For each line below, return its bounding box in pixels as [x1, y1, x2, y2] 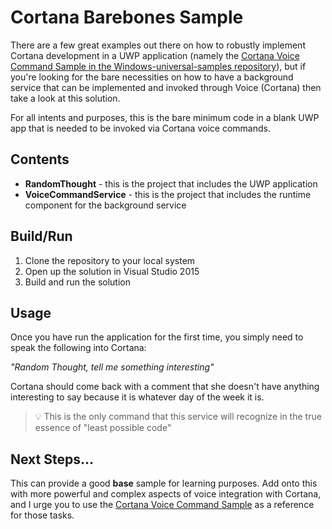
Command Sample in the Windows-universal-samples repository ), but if [10, 60, 307, 72]
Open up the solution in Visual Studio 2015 [24, 265, 200, 277]
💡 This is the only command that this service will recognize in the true [34, 411, 322, 423]
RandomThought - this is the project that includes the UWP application [24, 177, 318, 190]
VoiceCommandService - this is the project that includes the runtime [24, 188, 312, 200]
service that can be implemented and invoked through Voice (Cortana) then [10, 81, 322, 93]
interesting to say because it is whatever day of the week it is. [10, 391, 265, 403]
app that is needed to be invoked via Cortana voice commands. [10, 122, 271, 134]
